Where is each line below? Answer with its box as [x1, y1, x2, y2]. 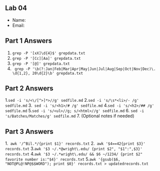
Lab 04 [5, 4, 27, 12]
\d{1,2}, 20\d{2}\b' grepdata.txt [12, 71, 83, 76]
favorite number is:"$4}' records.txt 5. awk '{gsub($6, [5, 156, 121, 162]
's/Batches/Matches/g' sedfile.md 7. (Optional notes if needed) [5, 113, 134, 119]
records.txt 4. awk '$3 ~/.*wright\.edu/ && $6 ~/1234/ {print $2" [5, 151, 143, 157]
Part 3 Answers [5, 127, 54, 135]
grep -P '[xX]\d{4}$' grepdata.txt [12, 50, 86, 56]
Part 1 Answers [5, 37, 53, 45]
